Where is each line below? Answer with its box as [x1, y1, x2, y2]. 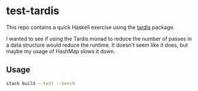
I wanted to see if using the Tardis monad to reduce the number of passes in [6, 35, 192, 42]
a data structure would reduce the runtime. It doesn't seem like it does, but [6, 41, 188, 48]
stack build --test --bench [6, 80, 76, 86]
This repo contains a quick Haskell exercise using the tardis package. [6, 24, 175, 31]
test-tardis [6, 4, 60, 18]
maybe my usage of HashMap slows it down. [6, 47, 116, 54]
